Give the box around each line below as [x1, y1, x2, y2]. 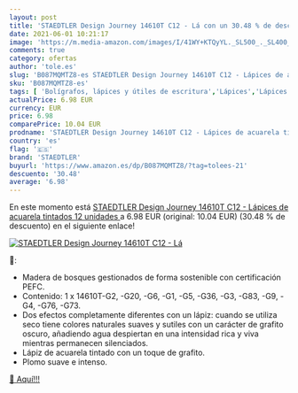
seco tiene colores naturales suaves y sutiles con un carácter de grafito [21, 320, 284, 330]
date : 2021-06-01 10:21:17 [9, 29, 109, 38]
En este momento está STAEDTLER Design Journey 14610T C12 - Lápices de [9, 202, 289, 212]
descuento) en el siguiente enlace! [9, 220, 136, 231]
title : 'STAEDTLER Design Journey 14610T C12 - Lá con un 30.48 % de [9, 21, 272, 30]
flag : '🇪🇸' [9, 144, 53, 153]
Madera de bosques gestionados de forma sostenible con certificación [21, 272, 282, 283]
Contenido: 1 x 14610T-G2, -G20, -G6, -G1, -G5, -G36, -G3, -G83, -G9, [21, 291, 278, 302]
